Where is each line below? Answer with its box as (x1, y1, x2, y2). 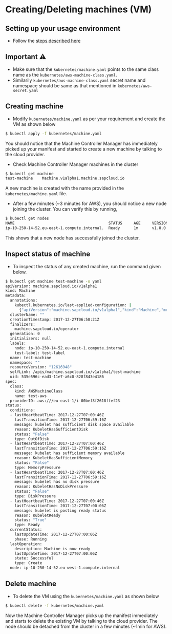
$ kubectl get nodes (5, 216, 50, 221)
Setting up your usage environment (5, 24, 121, 33)
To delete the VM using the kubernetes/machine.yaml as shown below (12, 593, 159, 599)
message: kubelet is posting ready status (14, 508, 106, 513)
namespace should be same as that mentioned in (12, 82, 117, 88)
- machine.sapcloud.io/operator (10, 326, 79, 332)
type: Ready (14, 523, 40, 528)
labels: (10, 341, 27, 346)
